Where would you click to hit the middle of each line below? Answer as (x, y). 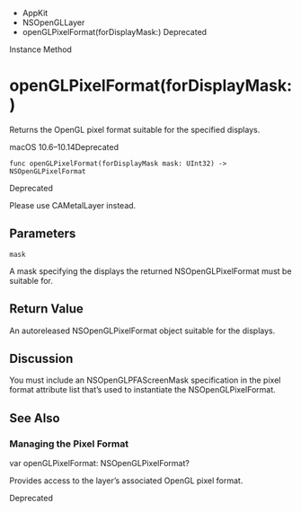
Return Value (46, 309)
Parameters (43, 234)
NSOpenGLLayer (53, 22)
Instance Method (40, 49)
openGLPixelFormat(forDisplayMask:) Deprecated (115, 32)
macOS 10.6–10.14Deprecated (64, 146)
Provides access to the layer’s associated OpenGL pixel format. (126, 481)
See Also (35, 418)
